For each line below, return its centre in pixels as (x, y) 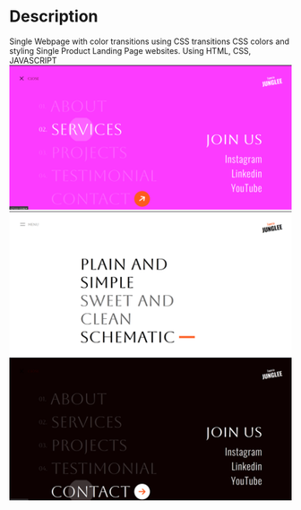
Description (54, 17)
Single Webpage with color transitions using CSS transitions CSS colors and (149, 41)
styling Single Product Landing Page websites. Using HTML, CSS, (130, 50)
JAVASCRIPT (33, 60)
